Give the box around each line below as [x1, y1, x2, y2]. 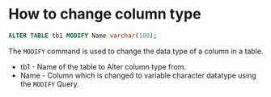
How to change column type [8, 5, 201, 23]
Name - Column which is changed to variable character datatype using [19, 70, 256, 80]
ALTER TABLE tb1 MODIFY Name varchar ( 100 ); [8, 32, 158, 40]
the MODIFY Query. [19, 78, 79, 89]
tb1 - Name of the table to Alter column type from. [19, 61, 186, 71]
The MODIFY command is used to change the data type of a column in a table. [8, 46, 264, 56]
